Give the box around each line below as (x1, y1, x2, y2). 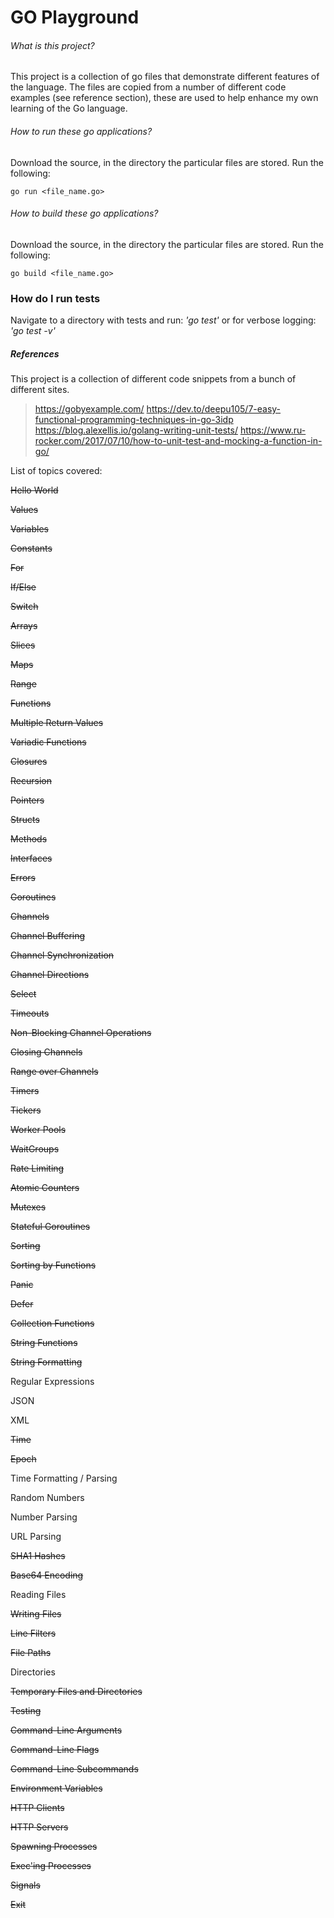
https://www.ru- (239, 424, 307, 436)
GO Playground (10, 6, 140, 29)
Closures (10, 756, 48, 768)
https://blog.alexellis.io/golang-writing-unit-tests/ (34, 424, 238, 436)
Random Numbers (10, 1492, 85, 1504)
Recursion (10, 775, 52, 787)
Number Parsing (10, 1511, 78, 1523)
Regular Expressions (10, 1376, 95, 1388)
